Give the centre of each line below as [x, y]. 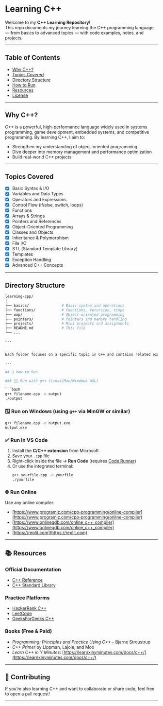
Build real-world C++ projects [42, 157]
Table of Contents [33, 58]
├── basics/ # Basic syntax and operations [65, 305]
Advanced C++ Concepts [37, 265]
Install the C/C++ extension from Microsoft [55, 451]
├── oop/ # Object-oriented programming [65, 314]
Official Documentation [33, 569]
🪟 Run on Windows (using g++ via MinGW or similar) [68, 411]
